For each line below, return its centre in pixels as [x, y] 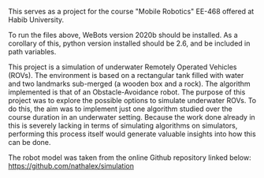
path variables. [32, 52]
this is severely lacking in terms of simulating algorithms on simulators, [123, 126]
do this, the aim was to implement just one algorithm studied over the [120, 109]
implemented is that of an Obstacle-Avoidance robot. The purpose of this [127, 92]
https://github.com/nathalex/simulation [71, 166]
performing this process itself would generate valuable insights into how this [132, 134]
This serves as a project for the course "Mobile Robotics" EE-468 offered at [131, 11]
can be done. [30, 142]
